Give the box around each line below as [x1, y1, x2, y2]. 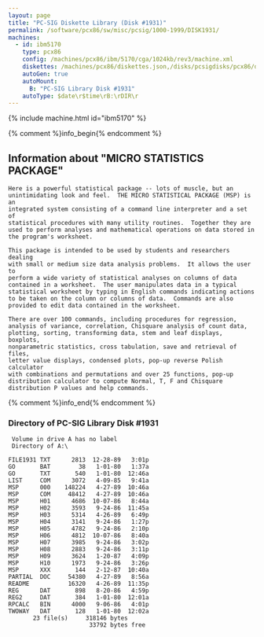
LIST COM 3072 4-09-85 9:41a [8, 477, 149, 484]
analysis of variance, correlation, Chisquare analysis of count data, [8, 322, 247, 330]
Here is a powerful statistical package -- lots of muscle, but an [8, 185, 234, 193]
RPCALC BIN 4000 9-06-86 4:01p [8, 601, 149, 609]
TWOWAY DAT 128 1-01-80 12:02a [8, 607, 149, 616]
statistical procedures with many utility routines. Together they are [8, 219, 251, 227]
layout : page [8, 11, 51, 20]
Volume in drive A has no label [11, 436, 118, 444]
